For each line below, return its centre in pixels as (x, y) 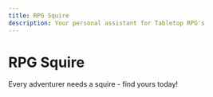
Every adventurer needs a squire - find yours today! (93, 84)
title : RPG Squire (39, 16)
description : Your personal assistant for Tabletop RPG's (106, 23)
